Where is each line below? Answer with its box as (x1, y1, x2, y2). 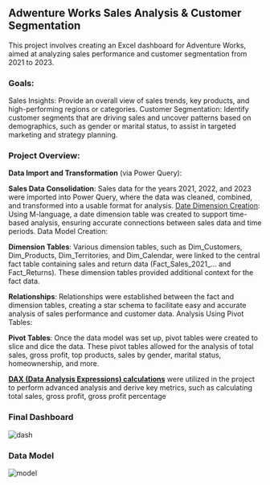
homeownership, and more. (8, 359, 100, 368)
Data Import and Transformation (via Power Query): (8, 168, 182, 178)
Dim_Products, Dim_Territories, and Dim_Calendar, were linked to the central (8, 251, 260, 261)
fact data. (8, 277, 40, 286)
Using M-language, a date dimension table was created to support (8, 209, 228, 220)
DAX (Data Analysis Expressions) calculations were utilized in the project (8, 374, 256, 384)
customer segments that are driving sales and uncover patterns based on (8, 113, 252, 123)
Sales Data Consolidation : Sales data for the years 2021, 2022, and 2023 (8, 184, 252, 194)
